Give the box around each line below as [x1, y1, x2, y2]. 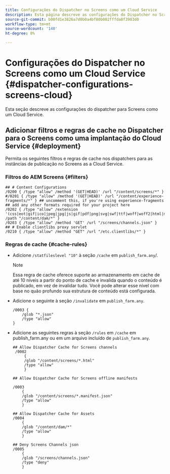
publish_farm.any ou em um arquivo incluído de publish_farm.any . [12, 335, 150, 341]
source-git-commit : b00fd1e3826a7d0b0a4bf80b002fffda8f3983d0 [5, 17, 139, 22]
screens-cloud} [5, 90, 73, 101]
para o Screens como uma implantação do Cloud [5, 134, 161, 143]
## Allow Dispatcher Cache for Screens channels [12, 345, 117, 350]
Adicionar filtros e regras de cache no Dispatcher [5, 126, 163, 135]
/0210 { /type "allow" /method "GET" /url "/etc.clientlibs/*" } [5, 229, 146, 234]
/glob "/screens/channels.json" [22, 456, 90, 461]
